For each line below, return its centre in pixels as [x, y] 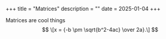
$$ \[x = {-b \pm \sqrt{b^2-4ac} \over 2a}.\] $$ [100, 30]
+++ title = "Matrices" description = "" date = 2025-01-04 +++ [83, 9]
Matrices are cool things [35, 20]
